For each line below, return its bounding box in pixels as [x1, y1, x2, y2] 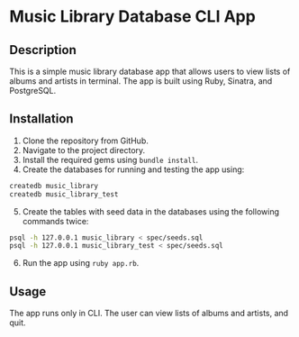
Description [9, 42, 77, 58]
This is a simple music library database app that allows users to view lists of [9, 66, 291, 77]
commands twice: [22, 215, 89, 226]
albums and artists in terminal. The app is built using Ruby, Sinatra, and [9, 76, 273, 87]
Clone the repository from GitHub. [22, 135, 149, 146]
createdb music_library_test [9, 189, 119, 199]
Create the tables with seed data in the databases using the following [22, 205, 279, 217]
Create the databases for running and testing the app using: [22, 164, 245, 175]
